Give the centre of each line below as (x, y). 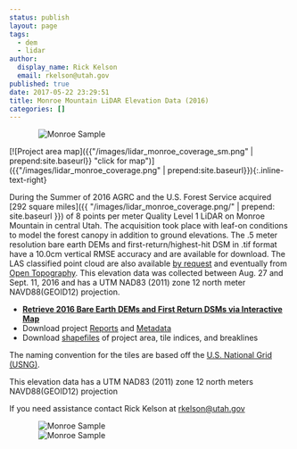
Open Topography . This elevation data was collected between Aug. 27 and (146, 273)
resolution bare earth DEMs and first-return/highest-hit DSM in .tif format (144, 245)
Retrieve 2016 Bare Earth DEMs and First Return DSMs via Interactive (152, 310)
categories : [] (37, 109)
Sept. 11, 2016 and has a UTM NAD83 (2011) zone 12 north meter (128, 283)
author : (24, 59)
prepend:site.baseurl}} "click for (68, 161)
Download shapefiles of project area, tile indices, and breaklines (140, 338)
